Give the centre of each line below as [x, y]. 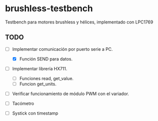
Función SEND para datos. [46, 59]
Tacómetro [23, 103]
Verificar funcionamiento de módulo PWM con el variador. [71, 94]
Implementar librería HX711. [40, 68]
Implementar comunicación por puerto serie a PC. [62, 49]
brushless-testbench [49, 9]
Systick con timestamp [35, 113]
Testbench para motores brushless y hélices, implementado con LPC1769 [79, 22]
